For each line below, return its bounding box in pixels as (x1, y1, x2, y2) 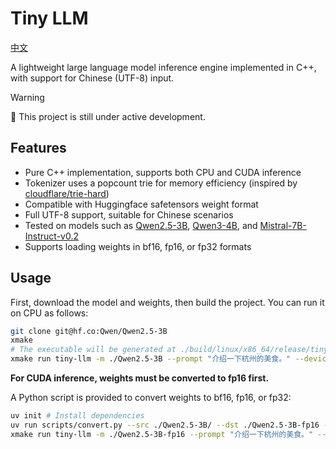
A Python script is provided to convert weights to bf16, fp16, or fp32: (10, 392, 292, 404)
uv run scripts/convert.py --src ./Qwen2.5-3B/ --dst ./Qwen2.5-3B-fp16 (10, 420, 320, 430)
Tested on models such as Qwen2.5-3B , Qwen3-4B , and (24, 219, 258, 231)
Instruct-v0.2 (24, 230, 80, 242)
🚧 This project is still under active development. (10, 110, 206, 122)
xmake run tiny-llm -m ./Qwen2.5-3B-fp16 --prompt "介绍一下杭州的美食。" (10, 429, 314, 439)
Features (10, 140, 67, 157)
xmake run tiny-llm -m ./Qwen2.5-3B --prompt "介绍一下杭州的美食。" (10, 354, 292, 364)
